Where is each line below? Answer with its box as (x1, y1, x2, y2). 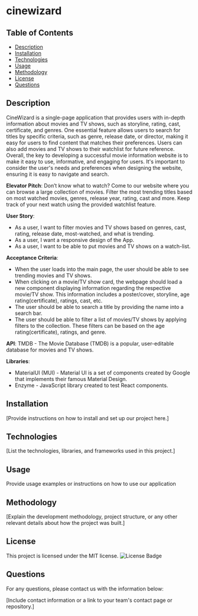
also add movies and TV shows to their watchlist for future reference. (6, 145, 175, 152)
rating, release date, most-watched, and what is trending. (14, 230, 155, 237)
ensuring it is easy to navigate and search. (6, 170, 109, 178)
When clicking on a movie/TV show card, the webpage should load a (14, 278, 183, 285)
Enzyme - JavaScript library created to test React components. (14, 382, 168, 389)
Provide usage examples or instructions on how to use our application (6, 480, 176, 488)
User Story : (6, 212, 35, 220)
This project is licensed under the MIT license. (6, 552, 119, 559)
